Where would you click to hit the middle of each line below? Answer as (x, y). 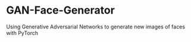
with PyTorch (22, 33)
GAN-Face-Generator (60, 10)
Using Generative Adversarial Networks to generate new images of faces (96, 27)
